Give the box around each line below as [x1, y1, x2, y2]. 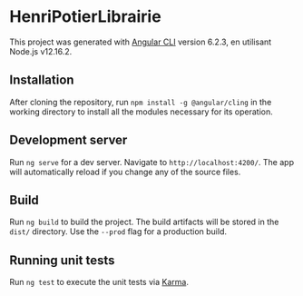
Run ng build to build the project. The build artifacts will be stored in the [9, 216, 279, 228]
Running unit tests [9, 252, 115, 268]
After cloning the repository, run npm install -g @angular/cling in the [9, 96, 272, 107]
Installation [9, 73, 74, 88]
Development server [9, 133, 128, 148]
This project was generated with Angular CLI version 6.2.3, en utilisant [9, 36, 272, 47]
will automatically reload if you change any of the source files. [9, 166, 241, 177]
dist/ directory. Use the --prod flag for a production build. [9, 226, 227, 237]
